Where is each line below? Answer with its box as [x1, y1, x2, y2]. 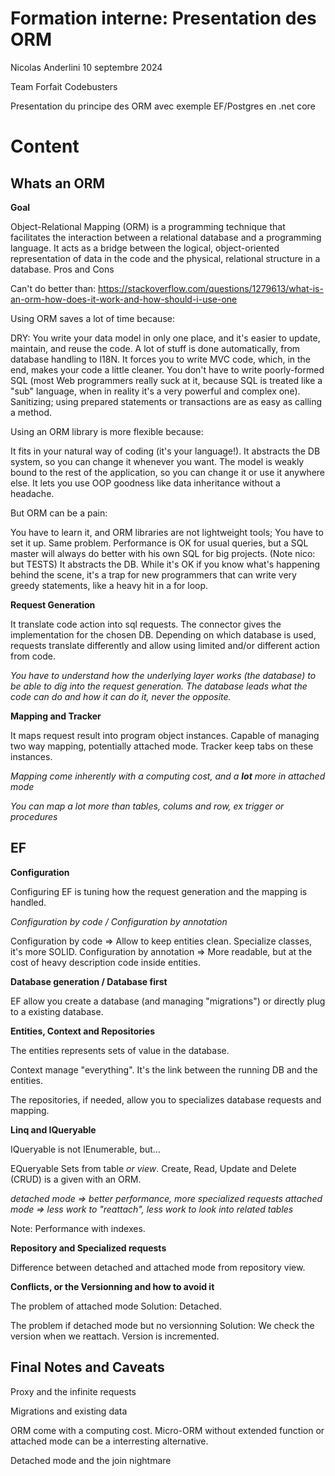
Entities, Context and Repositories [10, 1025, 155, 1037]
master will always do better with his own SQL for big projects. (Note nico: [10, 547, 316, 559]
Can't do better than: [10, 282, 97, 294]
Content [10, 135, 80, 158]
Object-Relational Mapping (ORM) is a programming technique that [10, 220, 286, 232]
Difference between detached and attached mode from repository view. [10, 1261, 306, 1273]
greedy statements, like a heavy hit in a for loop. [10, 579, 209, 591]
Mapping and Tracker [10, 710, 102, 722]
